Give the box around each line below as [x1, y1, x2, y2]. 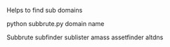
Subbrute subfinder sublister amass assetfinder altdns [6, 33, 164, 41]
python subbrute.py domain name [6, 20, 105, 27]
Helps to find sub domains [6, 6, 83, 14]
